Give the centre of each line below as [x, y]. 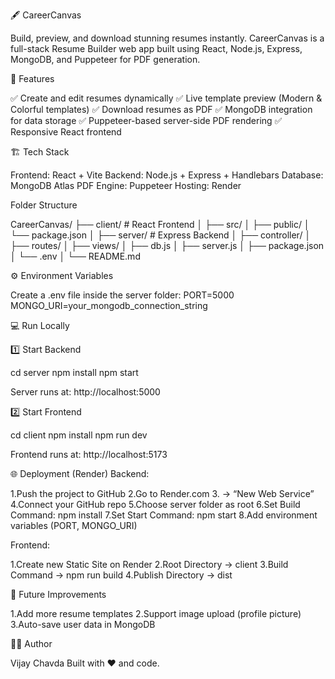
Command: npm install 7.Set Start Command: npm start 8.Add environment [164, 515]
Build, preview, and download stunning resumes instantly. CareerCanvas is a [167, 38]
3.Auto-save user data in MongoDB [83, 624]
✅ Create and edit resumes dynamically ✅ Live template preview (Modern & [166, 98]
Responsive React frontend [66, 132]
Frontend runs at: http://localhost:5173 [89, 454]
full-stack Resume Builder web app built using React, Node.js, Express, [156, 48]
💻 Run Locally [40, 325]
